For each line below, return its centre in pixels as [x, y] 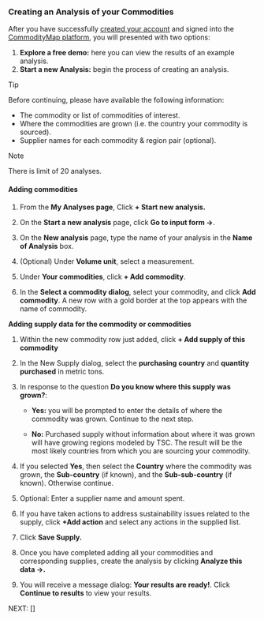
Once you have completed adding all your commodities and [116, 552]
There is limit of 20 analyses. [55, 171]
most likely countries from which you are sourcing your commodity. [141, 451]
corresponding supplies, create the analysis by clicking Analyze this [131, 561]
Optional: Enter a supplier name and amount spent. [102, 498]
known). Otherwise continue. [67, 483]
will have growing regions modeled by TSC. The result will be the [137, 442]
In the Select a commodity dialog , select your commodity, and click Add [138, 291]
